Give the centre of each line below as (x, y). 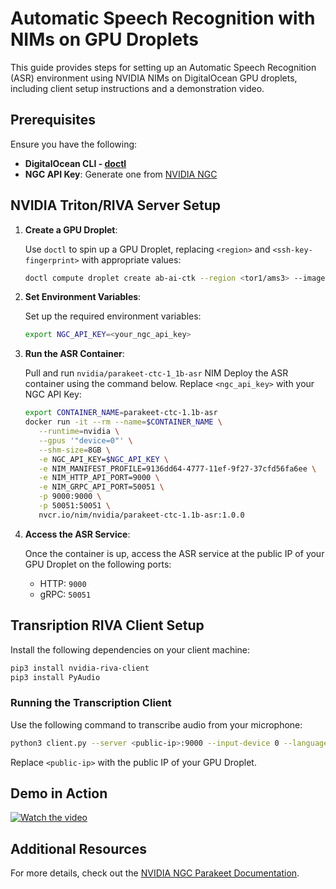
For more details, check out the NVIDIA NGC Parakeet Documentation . (155, 873)
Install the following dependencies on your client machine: (130, 649)
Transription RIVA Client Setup (107, 625)
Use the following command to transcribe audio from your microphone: (156, 724)
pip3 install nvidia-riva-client (80, 668)
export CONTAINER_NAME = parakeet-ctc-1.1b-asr (121, 413)
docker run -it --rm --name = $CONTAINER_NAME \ (123, 422)
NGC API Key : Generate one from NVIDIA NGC (121, 174)
